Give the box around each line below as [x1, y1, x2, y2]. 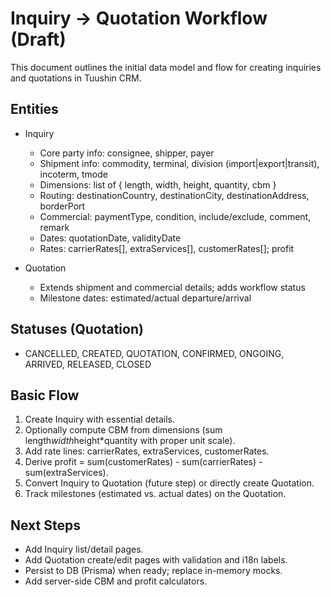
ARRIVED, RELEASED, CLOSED [24, 358, 152, 370]
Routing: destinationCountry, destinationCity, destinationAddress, [39, 189, 310, 201]
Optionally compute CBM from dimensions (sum [24, 424, 223, 436]
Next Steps [10, 517, 81, 534]
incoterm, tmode [39, 168, 108, 180]
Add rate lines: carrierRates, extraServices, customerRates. [24, 445, 270, 457]
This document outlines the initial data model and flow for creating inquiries [10, 61, 322, 73]
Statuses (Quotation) [10, 321, 144, 338]
